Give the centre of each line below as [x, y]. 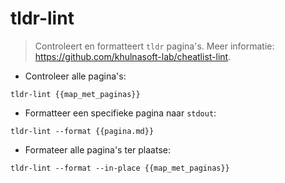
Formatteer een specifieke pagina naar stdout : [120, 113]
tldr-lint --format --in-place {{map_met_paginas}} [120, 168]
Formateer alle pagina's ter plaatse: [97, 149]
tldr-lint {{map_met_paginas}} [75, 94]
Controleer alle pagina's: [75, 76]
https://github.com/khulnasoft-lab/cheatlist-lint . [133, 56]
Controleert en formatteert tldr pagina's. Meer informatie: [154, 46]
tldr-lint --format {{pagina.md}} [82, 131]
